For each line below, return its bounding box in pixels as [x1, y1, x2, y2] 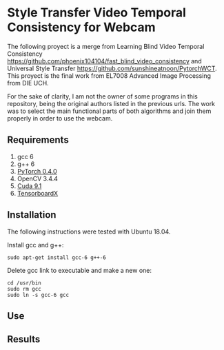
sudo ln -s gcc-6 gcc [7, 291, 70, 298]
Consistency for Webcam [7, 19, 156, 35]
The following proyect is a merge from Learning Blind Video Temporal [7, 42, 205, 50]
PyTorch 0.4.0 [17, 167, 57, 175]
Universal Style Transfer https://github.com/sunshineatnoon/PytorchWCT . [7, 64, 217, 72]
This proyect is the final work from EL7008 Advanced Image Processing [7, 71, 212, 80]
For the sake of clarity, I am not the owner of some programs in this [7, 92, 198, 101]
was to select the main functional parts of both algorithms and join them [7, 107, 212, 115]
